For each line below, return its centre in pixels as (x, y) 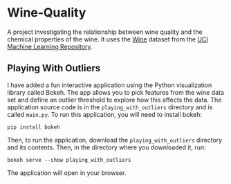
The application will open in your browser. (67, 173)
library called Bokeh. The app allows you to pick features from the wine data (116, 92)
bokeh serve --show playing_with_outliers (69, 160)
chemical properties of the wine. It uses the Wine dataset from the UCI (108, 39)
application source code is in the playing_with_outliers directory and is (110, 107)
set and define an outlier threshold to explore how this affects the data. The (114, 100)
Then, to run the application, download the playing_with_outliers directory (115, 140)
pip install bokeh (34, 127)
